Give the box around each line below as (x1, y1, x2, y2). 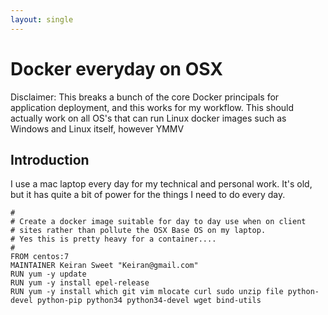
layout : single (10, 14, 74, 25)
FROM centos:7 (10, 252, 70, 262)
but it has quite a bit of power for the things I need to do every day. (10, 189, 286, 201)
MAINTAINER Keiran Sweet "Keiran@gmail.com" (10, 261, 199, 271)
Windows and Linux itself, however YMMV (10, 122, 185, 135)
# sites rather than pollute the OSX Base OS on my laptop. (10, 226, 267, 236)
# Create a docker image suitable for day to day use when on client (10, 217, 307, 227)
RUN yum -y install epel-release (10, 278, 150, 288)
